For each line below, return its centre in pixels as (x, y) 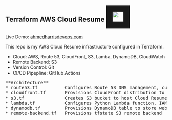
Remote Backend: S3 (35, 62)
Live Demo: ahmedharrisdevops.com (44, 37)
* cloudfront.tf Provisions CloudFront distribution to (85, 93)
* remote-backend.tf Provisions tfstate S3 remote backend (84, 113)
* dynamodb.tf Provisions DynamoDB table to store (81, 108)
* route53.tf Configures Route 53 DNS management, (82, 88)
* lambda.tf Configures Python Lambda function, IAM (86, 103)
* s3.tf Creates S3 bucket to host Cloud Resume (86, 98)
